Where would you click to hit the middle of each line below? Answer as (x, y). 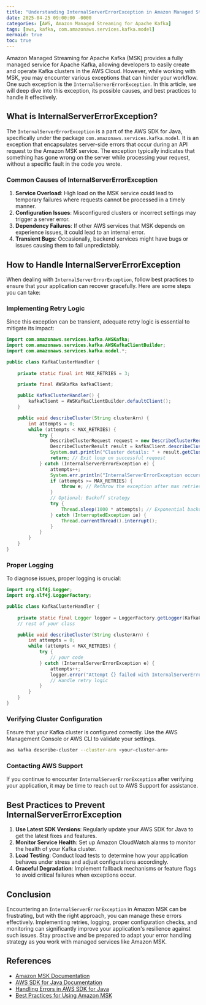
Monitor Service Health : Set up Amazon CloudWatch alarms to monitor (105, 842)
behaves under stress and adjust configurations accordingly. (92, 862)
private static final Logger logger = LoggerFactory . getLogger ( (101, 618)
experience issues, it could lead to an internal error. (80, 232)
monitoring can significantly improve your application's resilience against (99, 928)
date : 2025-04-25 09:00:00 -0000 (49, 18)
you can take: (24, 292)
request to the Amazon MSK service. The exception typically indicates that (101, 150)
